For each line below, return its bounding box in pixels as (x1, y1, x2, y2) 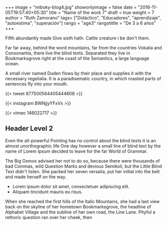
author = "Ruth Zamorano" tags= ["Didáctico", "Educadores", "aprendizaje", (5, 15, 161, 20)
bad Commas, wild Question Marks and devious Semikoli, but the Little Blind (5, 163, 162, 169)
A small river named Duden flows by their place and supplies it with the (5, 70, 151, 76)
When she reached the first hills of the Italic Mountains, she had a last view (5, 198, 160, 204)
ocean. (5, 61, 19, 66)
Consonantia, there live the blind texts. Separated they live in (5, 50, 130, 56)
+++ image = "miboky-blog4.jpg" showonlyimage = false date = (5, 4, 137, 10)
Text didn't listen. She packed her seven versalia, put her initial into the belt (5, 168, 160, 174)
